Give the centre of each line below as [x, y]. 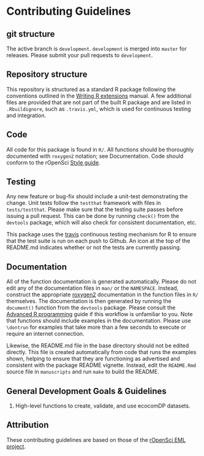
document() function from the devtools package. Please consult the [91, 307]
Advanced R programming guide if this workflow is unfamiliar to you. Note [100, 314]
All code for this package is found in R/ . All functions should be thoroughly [100, 149]
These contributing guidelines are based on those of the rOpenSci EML [96, 439]
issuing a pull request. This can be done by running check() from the [93, 216]
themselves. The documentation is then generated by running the [89, 301]
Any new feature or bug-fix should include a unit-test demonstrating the [97, 196]
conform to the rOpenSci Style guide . [53, 162]
